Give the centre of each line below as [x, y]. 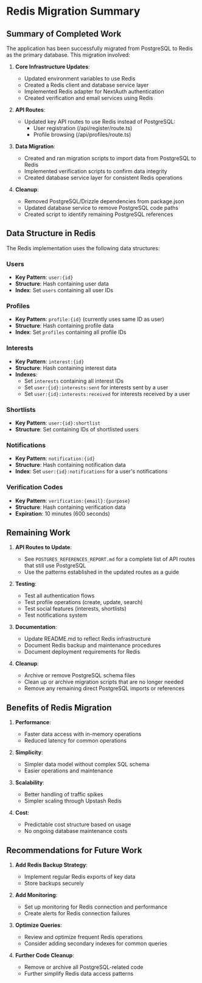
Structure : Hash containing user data [62, 284]
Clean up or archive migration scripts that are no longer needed [104, 682]
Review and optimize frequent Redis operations [83, 937]
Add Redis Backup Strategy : [51, 865]
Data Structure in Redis [51, 233]
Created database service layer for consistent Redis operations [103, 178]
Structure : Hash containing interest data [66, 368]
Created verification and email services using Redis [89, 98]
